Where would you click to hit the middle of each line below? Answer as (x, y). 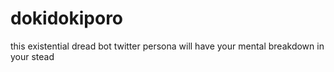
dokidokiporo (67, 18)
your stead (32, 56)
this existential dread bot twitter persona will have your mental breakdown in (167, 46)
